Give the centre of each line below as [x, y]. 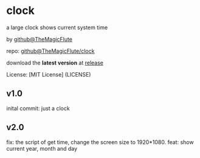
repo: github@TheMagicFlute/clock [50, 51]
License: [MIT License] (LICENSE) [49, 74]
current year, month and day [42, 148]
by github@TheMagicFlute [40, 39]
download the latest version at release [55, 63]
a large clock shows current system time [57, 27]
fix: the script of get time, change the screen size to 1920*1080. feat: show [100, 142]
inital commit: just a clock [38, 108]
